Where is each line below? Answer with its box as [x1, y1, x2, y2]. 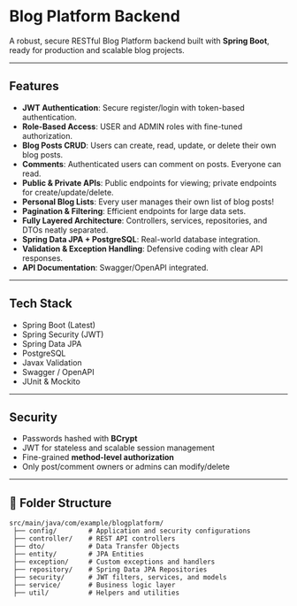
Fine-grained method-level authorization [21, 452, 175, 463]
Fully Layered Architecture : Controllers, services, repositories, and [21, 215, 268, 226]
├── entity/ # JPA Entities [12, 550, 144, 559]
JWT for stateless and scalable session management [21, 442, 215, 453]
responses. [21, 252, 64, 263]
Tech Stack [9, 296, 72, 311]
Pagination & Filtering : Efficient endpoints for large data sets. [21, 205, 247, 216]
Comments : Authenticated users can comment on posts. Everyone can [21, 158, 282, 169]
